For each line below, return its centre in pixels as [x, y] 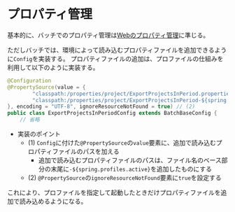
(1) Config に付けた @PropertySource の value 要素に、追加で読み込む [122, 143]
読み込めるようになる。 [53, 202]
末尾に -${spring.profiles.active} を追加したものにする [131, 169]
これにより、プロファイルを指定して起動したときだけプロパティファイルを [114, 192]
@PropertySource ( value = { [47, 87]
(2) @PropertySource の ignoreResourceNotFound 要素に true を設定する [124, 178]
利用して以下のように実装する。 [53, 67]
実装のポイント [39, 134]
